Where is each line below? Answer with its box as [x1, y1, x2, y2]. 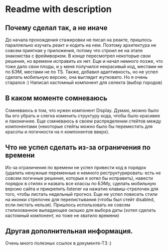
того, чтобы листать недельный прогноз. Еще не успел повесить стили [5, 191, 158, 197]
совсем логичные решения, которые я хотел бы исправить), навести [5, 175, 153, 181]
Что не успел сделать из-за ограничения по [5, 143, 151, 152]
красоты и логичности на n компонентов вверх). [5, 129, 109, 135]
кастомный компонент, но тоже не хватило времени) [5, 212, 119, 218]
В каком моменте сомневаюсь [5, 94, 108, 102]
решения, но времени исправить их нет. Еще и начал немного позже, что [5, 58, 163, 64]
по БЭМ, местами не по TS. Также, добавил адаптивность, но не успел [5, 69, 158, 75]
